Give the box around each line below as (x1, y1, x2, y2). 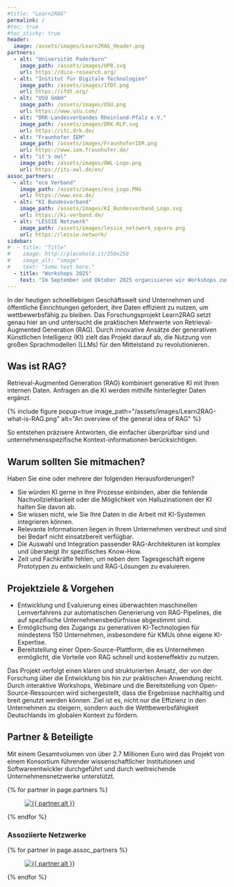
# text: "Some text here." (7, 263, 95, 270)
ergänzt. (7, 394, 31, 402)
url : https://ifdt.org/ (19, 88, 89, 95)
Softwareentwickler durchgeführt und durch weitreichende (7, 764, 176, 772)
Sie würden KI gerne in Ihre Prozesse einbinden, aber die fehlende (17, 488, 208, 497)
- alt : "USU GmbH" (13, 95, 68, 102)
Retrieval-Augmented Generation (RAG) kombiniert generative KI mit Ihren (7, 379, 219, 388)
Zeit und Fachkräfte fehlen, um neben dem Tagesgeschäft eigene (17, 555, 205, 563)
